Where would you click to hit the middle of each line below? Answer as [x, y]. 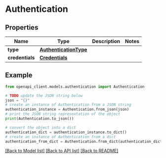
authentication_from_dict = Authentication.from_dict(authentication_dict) [85, 141]
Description [106, 41]
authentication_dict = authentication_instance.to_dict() [66, 132]
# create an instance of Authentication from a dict [61, 137]
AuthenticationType [63, 50]
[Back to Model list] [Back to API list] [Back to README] [62, 151]
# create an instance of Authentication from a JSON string [68, 105]
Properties [22, 27]
